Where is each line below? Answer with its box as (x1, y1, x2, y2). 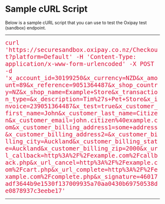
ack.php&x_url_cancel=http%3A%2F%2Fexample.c (5, 158, 158, 166)
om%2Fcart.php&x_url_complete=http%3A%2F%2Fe (5, 166, 158, 174)
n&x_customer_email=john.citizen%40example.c (5, 116, 158, 124)
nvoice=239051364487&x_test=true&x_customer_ (5, 102, 158, 110)
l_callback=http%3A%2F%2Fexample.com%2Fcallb (5, 152, 158, 159)
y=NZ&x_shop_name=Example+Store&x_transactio (5, 88, 158, 96)
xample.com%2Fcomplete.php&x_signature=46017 (5, 173, 158, 180)
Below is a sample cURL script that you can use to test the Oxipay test (5, 20, 147, 25)
